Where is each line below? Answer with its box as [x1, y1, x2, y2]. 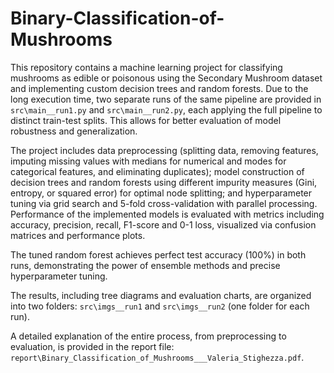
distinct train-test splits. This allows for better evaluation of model [10, 114, 282, 126]
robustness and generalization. [10, 125, 138, 137]
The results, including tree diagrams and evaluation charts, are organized [10, 289, 312, 301]
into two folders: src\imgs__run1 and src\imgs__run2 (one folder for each [10, 300, 310, 312]
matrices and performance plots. [10, 229, 146, 241]
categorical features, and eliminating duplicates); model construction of [10, 165, 305, 177]
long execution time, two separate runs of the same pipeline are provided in [10, 93, 322, 105]
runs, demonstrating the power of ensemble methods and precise [10, 259, 281, 271]
